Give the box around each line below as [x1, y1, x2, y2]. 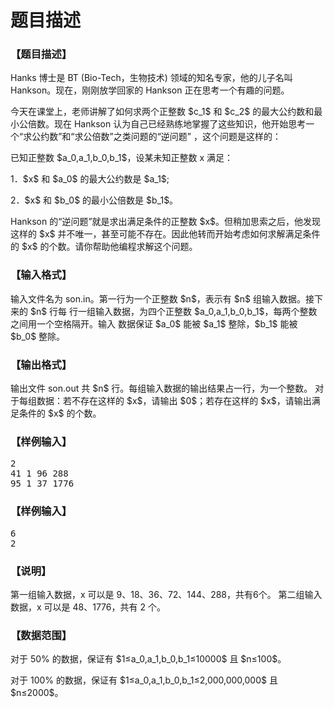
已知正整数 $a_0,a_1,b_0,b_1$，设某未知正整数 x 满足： [10, 152, 233, 164]
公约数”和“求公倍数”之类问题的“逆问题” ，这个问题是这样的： [31, 131, 282, 143]
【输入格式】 [10, 268, 73, 282]
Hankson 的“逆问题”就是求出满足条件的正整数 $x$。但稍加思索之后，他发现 [10, 216, 322, 228]
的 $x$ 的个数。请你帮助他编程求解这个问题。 [10, 241, 198, 253]
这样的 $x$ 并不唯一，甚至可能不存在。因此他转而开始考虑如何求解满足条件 [10, 228, 321, 240]
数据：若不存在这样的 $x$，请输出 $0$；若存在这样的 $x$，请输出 [36, 395, 312, 407]
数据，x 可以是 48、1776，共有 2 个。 [10, 601, 166, 613]
